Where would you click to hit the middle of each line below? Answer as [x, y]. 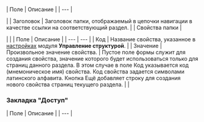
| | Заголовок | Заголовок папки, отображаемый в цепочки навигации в [100, 21]
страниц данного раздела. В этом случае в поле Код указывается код [97, 65]
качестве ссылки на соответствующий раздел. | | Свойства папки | [94, 28]
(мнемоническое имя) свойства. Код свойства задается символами [95, 72]
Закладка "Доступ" [37, 100]
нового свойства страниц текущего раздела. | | [68, 84]
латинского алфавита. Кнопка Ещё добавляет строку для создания [93, 78]
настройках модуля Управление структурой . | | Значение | [84, 46]
